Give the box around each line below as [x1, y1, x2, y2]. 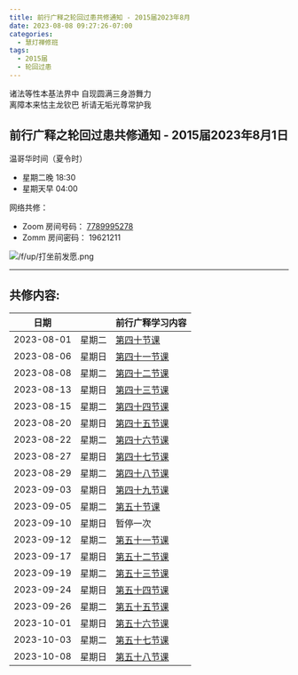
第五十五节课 [114, 600, 169, 613]
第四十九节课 [114, 484, 169, 496]
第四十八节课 [114, 467, 169, 479]
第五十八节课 [114, 650, 169, 663]
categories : [9, 29, 53, 38]
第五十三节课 [114, 567, 169, 579]
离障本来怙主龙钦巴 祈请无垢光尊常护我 [9, 99, 152, 109]
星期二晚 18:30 [21, 172, 76, 182]
